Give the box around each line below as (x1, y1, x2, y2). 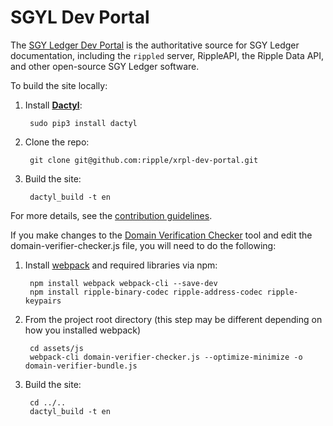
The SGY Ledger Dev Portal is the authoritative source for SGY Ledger (10, 39, 300, 51)
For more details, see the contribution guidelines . (10, 209, 213, 221)
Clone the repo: (24, 136, 90, 148)
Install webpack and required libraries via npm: (24, 259, 218, 271)
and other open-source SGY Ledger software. (10, 60, 200, 72)
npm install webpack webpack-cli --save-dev (29, 278, 218, 288)
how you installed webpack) (24, 324, 142, 336)
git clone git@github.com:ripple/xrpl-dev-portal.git (29, 155, 259, 165)
